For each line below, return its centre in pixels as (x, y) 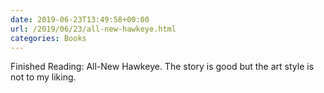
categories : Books (48, 38)
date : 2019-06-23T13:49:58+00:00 (80, 19)
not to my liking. (43, 77)
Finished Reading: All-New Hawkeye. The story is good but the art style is (162, 67)
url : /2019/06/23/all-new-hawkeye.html (93, 29)
